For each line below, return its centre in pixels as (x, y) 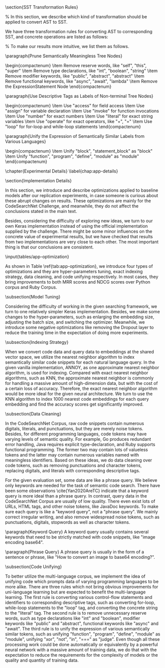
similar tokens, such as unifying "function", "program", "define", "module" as (83, 634)
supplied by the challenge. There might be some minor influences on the (79, 231)
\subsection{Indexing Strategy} (37, 342)
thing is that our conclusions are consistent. (49, 247)
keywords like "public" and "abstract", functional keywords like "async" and (82, 624)
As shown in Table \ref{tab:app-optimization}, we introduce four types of (79, 266)
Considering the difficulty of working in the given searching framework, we (81, 306)
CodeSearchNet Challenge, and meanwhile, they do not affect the (72, 206)
